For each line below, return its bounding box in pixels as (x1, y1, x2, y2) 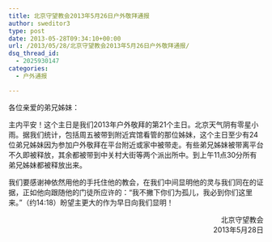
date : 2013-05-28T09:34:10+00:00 (8, 34, 121, 43)
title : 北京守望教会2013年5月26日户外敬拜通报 (8, 11, 150, 20)
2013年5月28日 (213, 224, 264, 235)
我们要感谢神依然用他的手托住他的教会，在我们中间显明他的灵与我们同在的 (8, 177, 257, 187)
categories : (8, 65, 49, 73)
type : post (8, 27, 45, 35)
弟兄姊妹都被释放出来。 (8, 159, 87, 170)
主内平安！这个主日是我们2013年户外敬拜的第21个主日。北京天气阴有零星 (8, 119, 252, 129)
